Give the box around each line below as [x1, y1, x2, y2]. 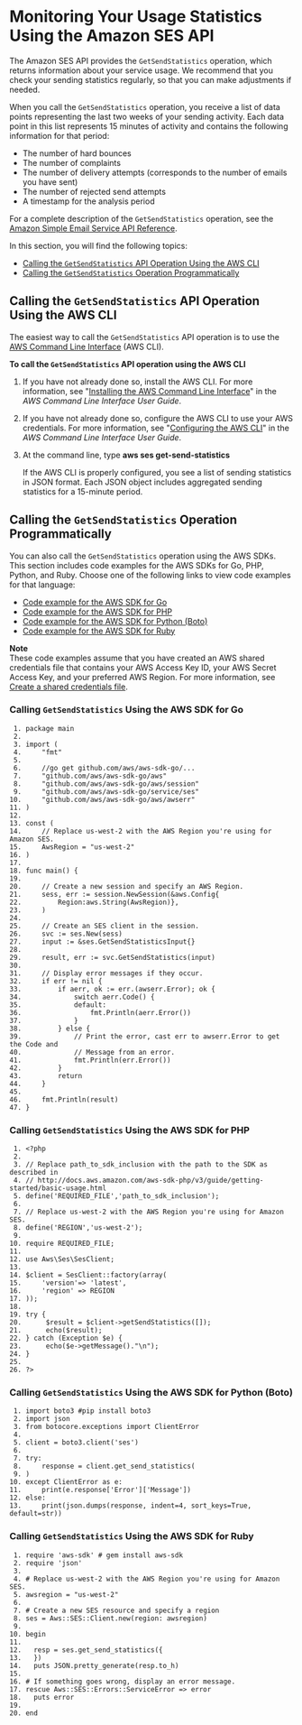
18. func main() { [9, 866, 78, 875]
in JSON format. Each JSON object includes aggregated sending [22, 476, 263, 487]
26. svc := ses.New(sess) [9, 929, 124, 938]
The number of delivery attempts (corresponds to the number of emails [22, 167, 288, 178]
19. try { [9, 1310, 47, 1319]
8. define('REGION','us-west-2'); [13, 1223, 143, 1232]
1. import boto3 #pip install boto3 [13, 1407, 151, 1416]
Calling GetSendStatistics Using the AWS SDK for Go [9, 704, 244, 716]
